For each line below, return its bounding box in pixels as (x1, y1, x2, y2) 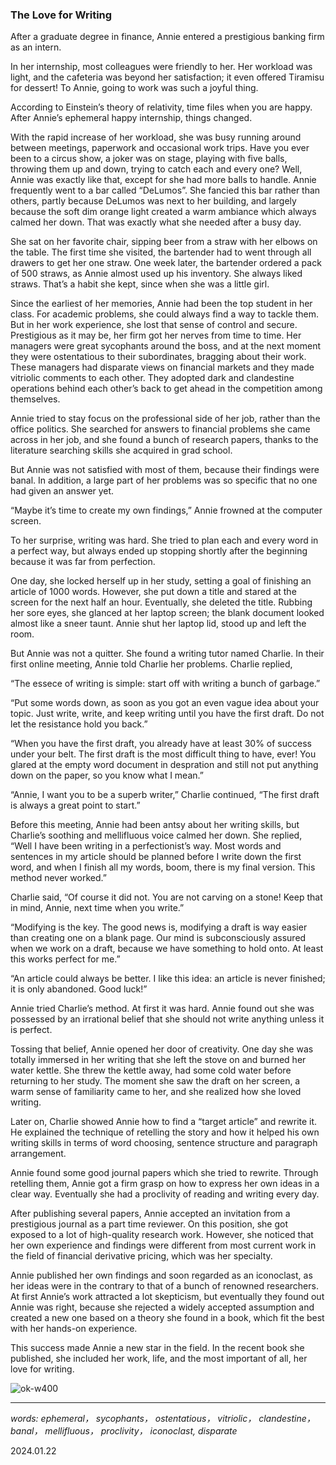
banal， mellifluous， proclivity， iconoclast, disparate (10, 1425, 238, 1437)
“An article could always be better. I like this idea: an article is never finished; (10, 973, 326, 985)
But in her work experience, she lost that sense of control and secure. (10, 319, 298, 331)
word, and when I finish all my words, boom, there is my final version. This (10, 861, 316, 873)
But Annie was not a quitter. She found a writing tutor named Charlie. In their (10, 648, 325, 660)
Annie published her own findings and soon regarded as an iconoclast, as (10, 1269, 313, 1282)
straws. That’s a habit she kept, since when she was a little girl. (10, 278, 270, 290)
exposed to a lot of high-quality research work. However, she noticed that (10, 1229, 314, 1241)
